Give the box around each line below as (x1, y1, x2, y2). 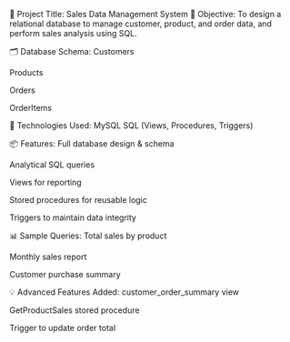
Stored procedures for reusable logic (9, 195, 147, 205)
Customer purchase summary (9, 269, 121, 279)
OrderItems (9, 103, 53, 113)
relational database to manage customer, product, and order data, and (9, 18, 273, 29)
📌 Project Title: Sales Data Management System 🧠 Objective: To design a (9, 9, 282, 19)
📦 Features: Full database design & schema (9, 138, 175, 149)
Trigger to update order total (9, 323, 116, 333)
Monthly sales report (9, 251, 87, 262)
